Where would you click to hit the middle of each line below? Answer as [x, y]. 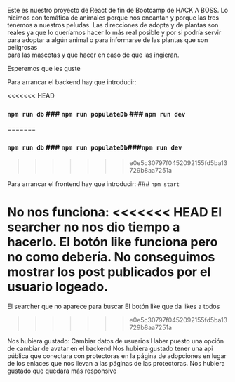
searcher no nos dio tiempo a [94, 227]
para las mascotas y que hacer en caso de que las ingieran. [93, 55]
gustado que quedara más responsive [62, 371]
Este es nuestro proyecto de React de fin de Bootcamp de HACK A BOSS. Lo [118, 10]
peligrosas [22, 47]
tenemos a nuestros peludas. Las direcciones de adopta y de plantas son [113, 25]
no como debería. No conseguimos [111, 257]
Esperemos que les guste [44, 68]
